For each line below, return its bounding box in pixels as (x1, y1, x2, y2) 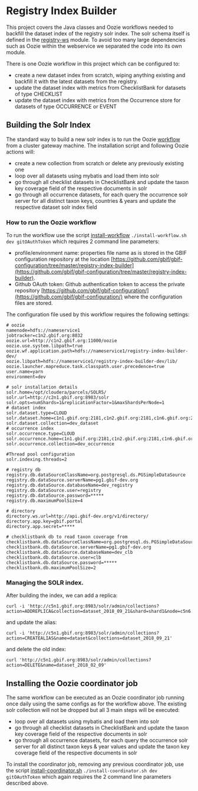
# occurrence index (6, 426, 54, 432)
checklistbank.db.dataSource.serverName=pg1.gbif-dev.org (6, 544, 151, 550)
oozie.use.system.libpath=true (6, 343, 83, 349)
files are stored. (14, 300, 53, 307)
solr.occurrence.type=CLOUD (6, 431, 75, 437)
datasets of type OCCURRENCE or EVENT (14, 103, 117, 110)
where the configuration (123, 293, 183, 300)
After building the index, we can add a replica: (6, 592, 118, 599)
